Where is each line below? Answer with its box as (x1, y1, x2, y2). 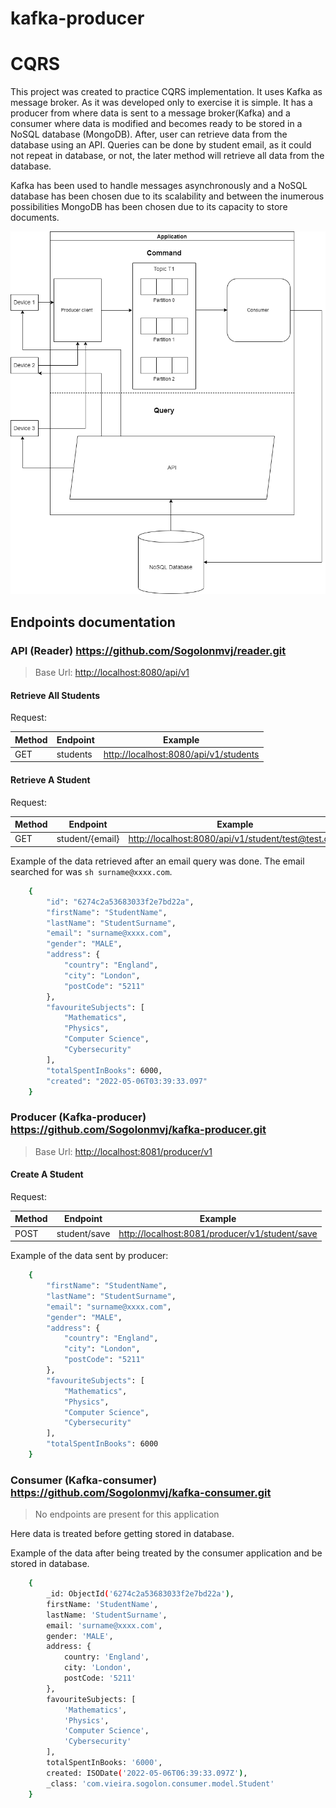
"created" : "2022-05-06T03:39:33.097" (46, 1076, 208, 1086)
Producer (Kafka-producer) (10, 1110, 147, 1124)
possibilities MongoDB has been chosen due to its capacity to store (10, 201, 288, 213)
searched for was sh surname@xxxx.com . (10, 865, 173, 877)
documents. (10, 212, 60, 224)
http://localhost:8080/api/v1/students (103, 748, 260, 760)
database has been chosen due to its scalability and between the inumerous (10, 190, 325, 202)
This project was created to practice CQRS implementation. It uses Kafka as (10, 86, 323, 98)
